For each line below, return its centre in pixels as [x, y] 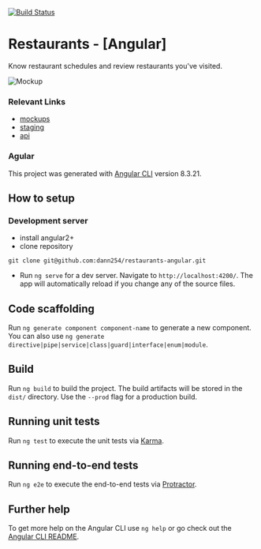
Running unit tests [54, 421]
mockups [35, 119]
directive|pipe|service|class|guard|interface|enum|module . [108, 344]
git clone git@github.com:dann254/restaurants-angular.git [107, 261]
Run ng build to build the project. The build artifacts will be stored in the [125, 388]
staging [32, 127]
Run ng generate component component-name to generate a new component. [130, 328]
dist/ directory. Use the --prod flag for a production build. [103, 397]
